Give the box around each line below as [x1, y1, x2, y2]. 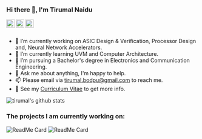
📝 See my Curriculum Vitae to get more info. [15, 85, 126, 93]
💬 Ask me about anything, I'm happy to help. [15, 70, 126, 77]
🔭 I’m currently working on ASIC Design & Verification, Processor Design [15, 38, 197, 45]
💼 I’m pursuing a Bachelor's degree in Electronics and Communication [15, 57, 190, 64]
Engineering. [15, 63, 47, 70]
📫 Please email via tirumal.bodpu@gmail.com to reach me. [15, 76, 163, 84]
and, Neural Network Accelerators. [15, 44, 103, 51]
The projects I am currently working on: [6, 112, 126, 121]
